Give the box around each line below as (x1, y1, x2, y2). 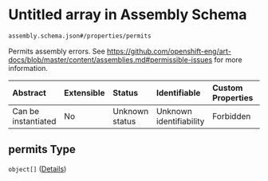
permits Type (8, 143, 76, 156)
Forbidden (212, 110, 251, 121)
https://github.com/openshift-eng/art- (106, 46, 231, 56)
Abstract (12, 87, 46, 98)
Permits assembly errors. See (8, 46, 105, 56)
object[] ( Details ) (8, 163, 67, 173)
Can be (12, 105, 40, 116)
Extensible (63, 87, 105, 98)
